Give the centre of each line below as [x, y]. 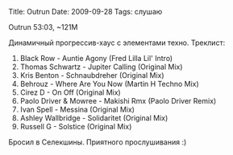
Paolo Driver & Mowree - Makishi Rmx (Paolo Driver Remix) [118, 101]
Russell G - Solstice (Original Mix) [76, 126]
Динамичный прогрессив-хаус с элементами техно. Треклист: [117, 43]
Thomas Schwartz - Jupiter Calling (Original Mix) [101, 67]
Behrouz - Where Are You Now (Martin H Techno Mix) [109, 84]
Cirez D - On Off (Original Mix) [70, 92]
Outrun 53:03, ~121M [43, 27]
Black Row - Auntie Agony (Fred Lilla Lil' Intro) [96, 58]
